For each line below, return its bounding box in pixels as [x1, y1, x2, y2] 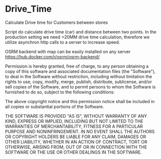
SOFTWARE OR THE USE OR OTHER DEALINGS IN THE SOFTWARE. [5, 149, 142, 155]
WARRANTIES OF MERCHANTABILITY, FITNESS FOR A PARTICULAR [5, 123, 143, 129]
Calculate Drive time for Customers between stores [5, 19, 108, 25]
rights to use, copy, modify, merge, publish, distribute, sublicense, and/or [5, 79, 152, 85]
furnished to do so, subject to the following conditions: [5, 89, 115, 95]
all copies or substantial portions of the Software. [5, 104, 104, 109]
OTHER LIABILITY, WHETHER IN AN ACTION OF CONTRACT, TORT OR [5, 139, 147, 144]
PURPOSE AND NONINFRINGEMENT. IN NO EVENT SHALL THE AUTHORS [5, 128, 155, 134]
